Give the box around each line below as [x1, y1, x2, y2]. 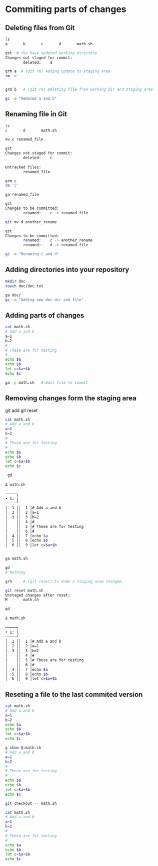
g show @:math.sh [5, 745, 41, 751]
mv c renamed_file [5, 137, 43, 142]
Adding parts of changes [5, 311, 84, 320]
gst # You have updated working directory [5, 50, 97, 56]
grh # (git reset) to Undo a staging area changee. [5, 579, 124, 584]
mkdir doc [5, 278, 26, 284]
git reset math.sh [5, 588, 43, 593]
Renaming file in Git [5, 110, 67, 118]
